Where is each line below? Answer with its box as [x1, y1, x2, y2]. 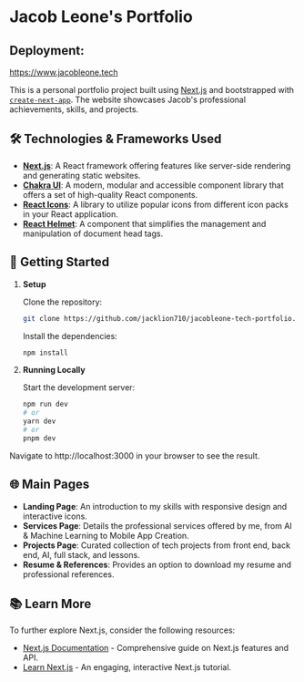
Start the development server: [22, 382, 136, 393]
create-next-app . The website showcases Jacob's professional [9, 94, 247, 105]
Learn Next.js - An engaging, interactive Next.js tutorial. [22, 662, 232, 673]
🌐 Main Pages [9, 477, 90, 492]
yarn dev [22, 417, 56, 426]
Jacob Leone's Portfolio [9, 6, 193, 27]
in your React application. [22, 208, 118, 220]
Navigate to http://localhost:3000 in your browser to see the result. [9, 449, 260, 461]
